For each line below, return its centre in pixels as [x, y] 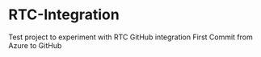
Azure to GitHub [35, 45]
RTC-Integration [64, 15]
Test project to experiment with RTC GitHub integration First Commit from [130, 37]
